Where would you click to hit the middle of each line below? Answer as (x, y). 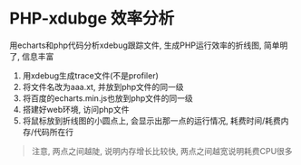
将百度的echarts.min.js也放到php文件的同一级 (107, 98)
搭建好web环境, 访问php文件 (76, 109)
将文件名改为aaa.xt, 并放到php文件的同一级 (103, 87)
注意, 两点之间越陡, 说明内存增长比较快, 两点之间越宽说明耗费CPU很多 (162, 151)
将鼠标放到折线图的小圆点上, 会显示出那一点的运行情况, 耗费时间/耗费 (151, 120)
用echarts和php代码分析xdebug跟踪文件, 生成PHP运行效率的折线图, (136, 45)
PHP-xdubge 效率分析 (92, 18)
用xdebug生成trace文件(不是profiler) (90, 75)
